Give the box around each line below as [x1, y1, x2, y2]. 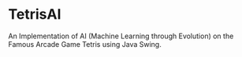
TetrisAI [8, 5, 61, 23]
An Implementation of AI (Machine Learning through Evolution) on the [8, 31, 234, 41]
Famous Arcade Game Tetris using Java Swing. [8, 39, 162, 48]
